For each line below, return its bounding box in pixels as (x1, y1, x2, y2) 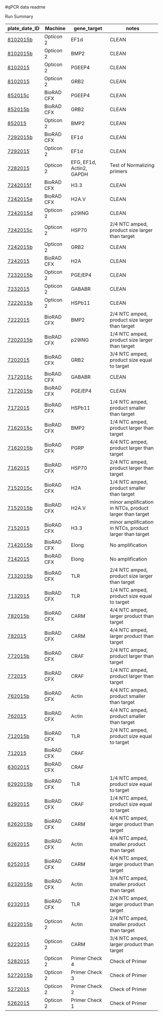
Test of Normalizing (110, 162, 155, 168)
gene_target (73, 25, 103, 32)
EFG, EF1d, (71, 159, 97, 166)
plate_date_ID (7, 25, 40, 32)
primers (110, 168, 128, 174)
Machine (45, 25, 65, 32)
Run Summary (5, 14, 33, 19)
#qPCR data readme (5, 4, 46, 10)
